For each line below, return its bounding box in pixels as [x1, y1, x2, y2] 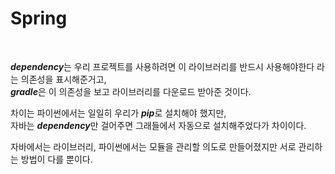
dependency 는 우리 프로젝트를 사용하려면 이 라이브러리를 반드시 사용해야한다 [10, 60, 315, 72]
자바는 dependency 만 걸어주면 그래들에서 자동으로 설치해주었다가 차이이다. [10, 119, 307, 131]
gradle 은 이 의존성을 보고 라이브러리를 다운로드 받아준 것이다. [10, 85, 252, 97]
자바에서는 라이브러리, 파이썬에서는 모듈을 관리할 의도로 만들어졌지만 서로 [10, 140, 297, 152]
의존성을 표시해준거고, [20, 73, 107, 85]
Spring [10, 7, 68, 30]
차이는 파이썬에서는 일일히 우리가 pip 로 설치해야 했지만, [10, 107, 227, 119]
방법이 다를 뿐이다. [20, 153, 93, 165]
